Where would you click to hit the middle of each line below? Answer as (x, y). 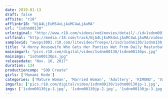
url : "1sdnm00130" (24, 28)
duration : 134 (20, 65)
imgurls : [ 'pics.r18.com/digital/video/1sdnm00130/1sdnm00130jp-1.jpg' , (82, 84)
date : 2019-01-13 (23, 10)
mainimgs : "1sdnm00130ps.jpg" (37, 56)
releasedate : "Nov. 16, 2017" (37, 61)
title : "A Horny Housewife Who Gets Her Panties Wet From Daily (73, 47)
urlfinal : (15, 38)
